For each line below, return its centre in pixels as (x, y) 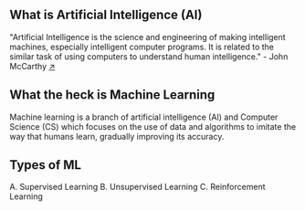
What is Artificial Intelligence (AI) (106, 15)
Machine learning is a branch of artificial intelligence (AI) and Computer (144, 117)
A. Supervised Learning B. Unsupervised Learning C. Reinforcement (137, 187)
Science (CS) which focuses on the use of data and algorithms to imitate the (153, 126)
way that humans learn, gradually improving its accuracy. (117, 136)
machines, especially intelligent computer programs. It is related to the (142, 47)
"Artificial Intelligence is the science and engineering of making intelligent (147, 37)
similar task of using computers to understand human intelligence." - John (149, 56)
